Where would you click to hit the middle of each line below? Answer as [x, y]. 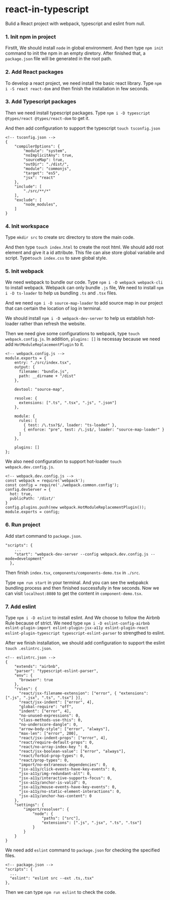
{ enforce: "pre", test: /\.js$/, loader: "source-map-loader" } [94, 430]
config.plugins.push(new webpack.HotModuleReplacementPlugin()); [76, 508]
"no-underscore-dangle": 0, [48, 725]
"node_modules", [41, 204]
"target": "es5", [42, 173]
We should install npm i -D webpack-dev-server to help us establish [75, 318]
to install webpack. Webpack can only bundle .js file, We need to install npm [84, 288]
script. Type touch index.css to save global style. [56, 258]
